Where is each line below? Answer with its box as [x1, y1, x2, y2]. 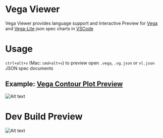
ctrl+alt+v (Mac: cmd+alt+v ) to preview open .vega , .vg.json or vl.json [5, 59, 155, 66]
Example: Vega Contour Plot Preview [5, 80, 123, 89]
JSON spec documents [5, 65, 53, 71]
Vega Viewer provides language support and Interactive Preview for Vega [5, 20, 158, 26]
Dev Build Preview [5, 111, 83, 122]
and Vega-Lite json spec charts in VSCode [5, 25, 93, 31]
